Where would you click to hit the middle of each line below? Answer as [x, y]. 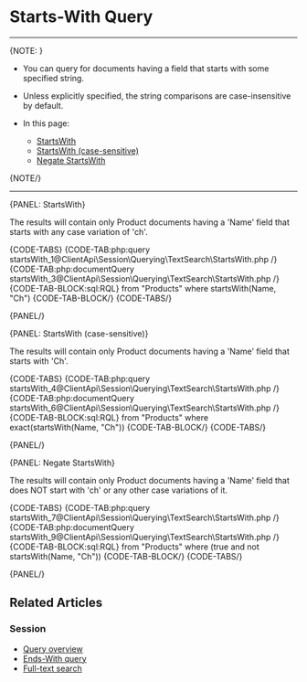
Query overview [53, 649]
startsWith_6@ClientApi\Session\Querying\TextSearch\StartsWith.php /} [145, 408]
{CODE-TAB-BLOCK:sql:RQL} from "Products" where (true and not [135, 547]
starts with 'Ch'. [39, 361]
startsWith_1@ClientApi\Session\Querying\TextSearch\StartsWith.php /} [143, 259]
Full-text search [52, 668]
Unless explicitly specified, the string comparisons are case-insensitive [157, 96]
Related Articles [56, 603]
